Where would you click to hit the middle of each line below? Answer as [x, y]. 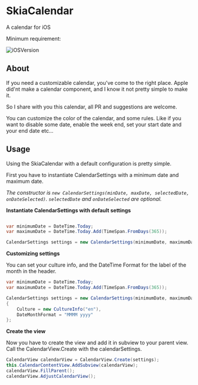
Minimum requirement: [34, 38]
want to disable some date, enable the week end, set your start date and [94, 124]
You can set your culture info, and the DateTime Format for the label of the [96, 265]
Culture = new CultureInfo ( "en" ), [59, 309]
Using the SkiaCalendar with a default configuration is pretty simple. [89, 163]
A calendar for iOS [29, 27]
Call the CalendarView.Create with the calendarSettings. [74, 349]
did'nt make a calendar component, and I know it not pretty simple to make [97, 89]
